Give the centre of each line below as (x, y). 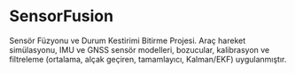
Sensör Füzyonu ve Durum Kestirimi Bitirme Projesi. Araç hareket (128, 40)
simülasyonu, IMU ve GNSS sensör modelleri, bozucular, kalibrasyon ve (140, 49)
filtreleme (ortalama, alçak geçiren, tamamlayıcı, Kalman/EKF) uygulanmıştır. (148, 59)
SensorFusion (61, 16)
